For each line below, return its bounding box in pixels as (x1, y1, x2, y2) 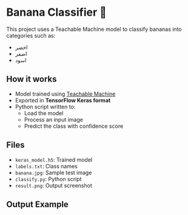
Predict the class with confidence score (24, 122, 124, 130)
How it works (6, 74, 57, 84)
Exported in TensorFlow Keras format (15, 96, 111, 104)
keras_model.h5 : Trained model (15, 156, 93, 163)
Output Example (6, 199, 69, 210)
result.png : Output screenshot (15, 182, 92, 189)
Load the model (24, 109, 64, 117)
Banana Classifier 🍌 (6, 5, 107, 19)
